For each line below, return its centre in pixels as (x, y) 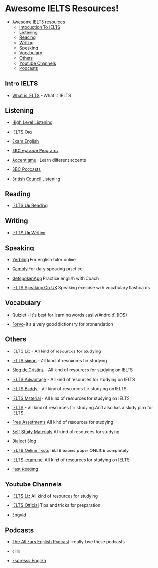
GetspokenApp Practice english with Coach (55, 278)
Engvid (19, 515)
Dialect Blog (24, 441)
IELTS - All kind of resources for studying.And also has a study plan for (82, 407)
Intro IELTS (22, 84)
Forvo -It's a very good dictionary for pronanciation (63, 324)
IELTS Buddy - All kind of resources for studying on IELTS (69, 388)
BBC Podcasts (26, 169)
